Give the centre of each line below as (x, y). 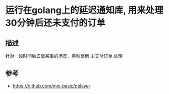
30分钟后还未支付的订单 (55, 23)
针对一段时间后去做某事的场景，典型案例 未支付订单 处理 (64, 56)
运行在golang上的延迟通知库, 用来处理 (84, 10)
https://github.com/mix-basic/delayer (51, 85)
